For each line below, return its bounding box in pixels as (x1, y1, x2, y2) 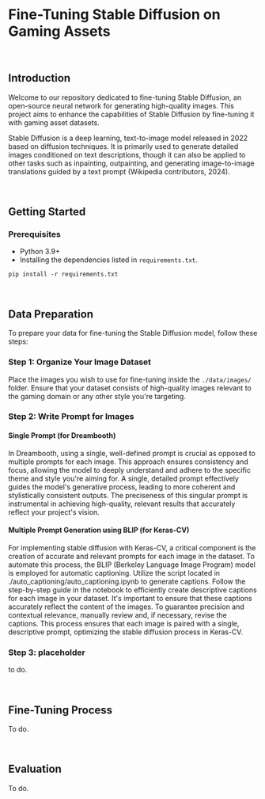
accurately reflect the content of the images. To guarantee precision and (8, 602, 245, 611)
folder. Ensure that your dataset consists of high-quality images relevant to (8, 382, 252, 393)
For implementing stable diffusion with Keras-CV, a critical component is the (8, 542, 256, 552)
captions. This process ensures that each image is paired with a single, (8, 618, 240, 628)
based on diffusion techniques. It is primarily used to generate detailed (8, 141, 239, 151)
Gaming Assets (8, 22, 111, 40)
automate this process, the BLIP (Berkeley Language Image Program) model (8, 560, 256, 569)
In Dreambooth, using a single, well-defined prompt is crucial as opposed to (8, 448, 256, 458)
